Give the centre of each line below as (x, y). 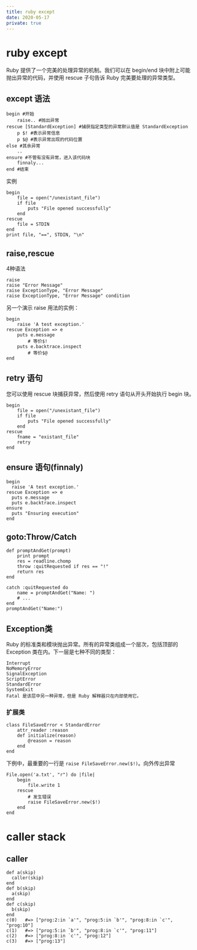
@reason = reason (49, 741)
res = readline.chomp (44, 561)
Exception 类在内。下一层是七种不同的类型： (62, 652)
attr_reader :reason (43, 730)
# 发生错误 (40, 797)
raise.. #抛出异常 (38, 120)
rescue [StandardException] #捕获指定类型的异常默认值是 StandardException (97, 127)
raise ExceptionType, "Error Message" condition (68, 296)
